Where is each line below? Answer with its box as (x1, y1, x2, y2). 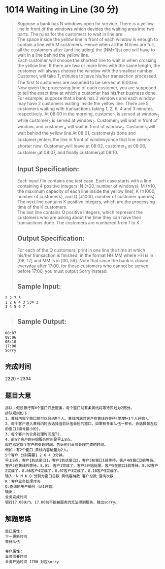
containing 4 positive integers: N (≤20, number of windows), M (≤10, (17, 183, 156, 189)
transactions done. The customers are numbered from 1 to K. (17, 220, 141, 226)
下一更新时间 (5, 534, 28, 539)
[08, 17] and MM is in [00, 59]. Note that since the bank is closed (17, 257, 149, 263)
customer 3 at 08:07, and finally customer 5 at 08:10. (17, 149, 119, 156)
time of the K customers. (17, 204, 67, 210)
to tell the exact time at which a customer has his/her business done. (17, 90, 157, 96)
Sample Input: (17, 283, 62, 291)
